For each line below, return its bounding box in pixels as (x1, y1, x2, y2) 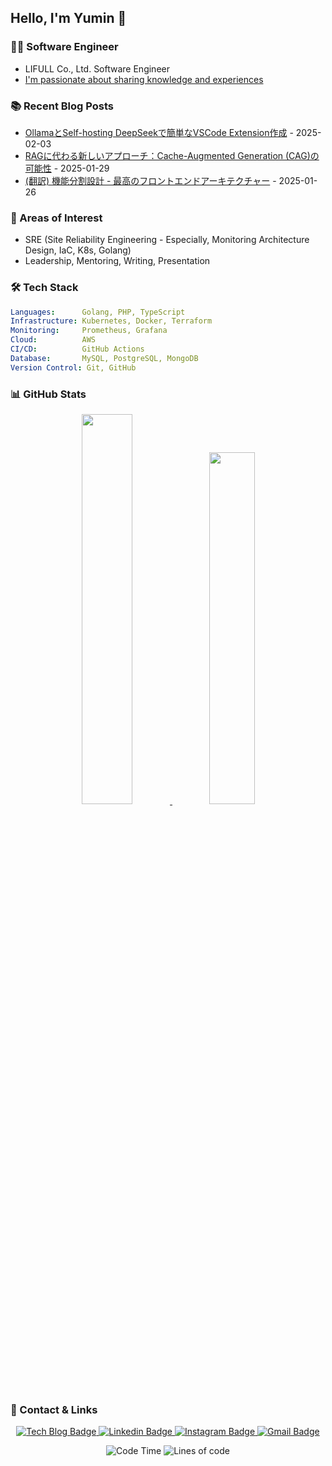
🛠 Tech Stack (10, 281, 79, 295)
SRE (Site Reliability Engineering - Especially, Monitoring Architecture (24, 234, 310, 246)
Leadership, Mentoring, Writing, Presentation (24, 255, 211, 267)
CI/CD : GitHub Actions (10, 344, 145, 355)
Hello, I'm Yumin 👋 (10, 10, 127, 27)
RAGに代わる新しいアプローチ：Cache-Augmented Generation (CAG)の (24, 149, 320, 161)
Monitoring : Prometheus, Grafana (10, 326, 168, 336)
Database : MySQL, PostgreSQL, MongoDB (10, 353, 199, 363)
